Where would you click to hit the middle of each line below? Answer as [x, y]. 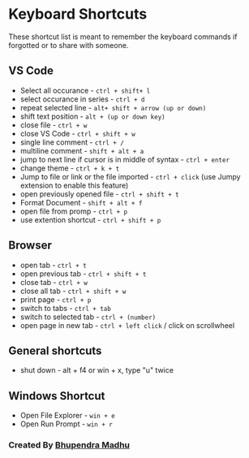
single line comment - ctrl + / [72, 142]
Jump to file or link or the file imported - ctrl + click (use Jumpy [130, 176]
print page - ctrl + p [56, 299]
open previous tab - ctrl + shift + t [83, 274]
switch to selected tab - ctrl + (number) [88, 317]
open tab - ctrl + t [53, 265]
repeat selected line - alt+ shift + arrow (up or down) [113, 107]
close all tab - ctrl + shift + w [73, 291]
